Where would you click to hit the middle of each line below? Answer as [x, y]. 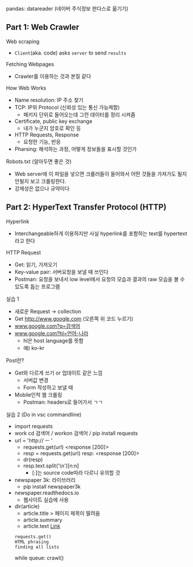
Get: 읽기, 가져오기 [36, 264]
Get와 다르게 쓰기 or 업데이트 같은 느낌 [59, 373]
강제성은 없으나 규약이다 [42, 188]
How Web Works [26, 88]
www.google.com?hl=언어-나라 [51, 333]
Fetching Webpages [30, 64]
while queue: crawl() [39, 558]
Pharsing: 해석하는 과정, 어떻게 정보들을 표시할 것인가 [76, 149]
